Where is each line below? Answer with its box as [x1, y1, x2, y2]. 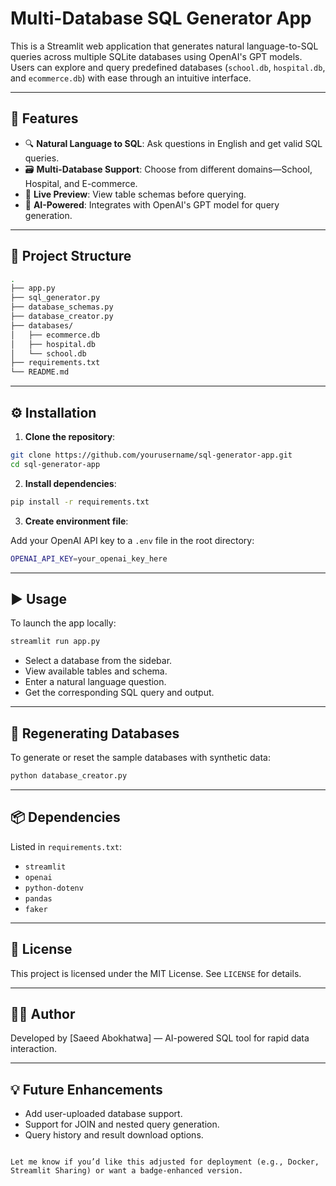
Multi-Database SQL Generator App [10, 7, 312, 30]
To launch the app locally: [10, 617, 117, 629]
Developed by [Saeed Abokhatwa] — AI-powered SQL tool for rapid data [10, 1032, 310, 1044]
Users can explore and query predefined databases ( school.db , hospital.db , [10, 61, 326, 73]
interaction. [10, 1043, 58, 1055]
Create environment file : [24, 515, 129, 527]
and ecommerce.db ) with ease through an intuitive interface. [10, 72, 252, 84]
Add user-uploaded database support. [24, 1108, 183, 1120]
